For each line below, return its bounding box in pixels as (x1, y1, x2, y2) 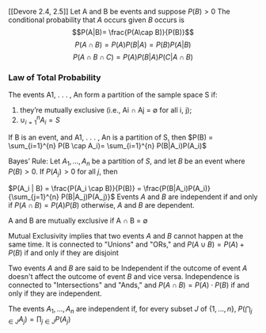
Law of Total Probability (8, 71, 101, 82)
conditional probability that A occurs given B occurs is (8, 15, 184, 25)
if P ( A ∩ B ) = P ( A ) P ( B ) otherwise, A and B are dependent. (8, 201, 196, 210)
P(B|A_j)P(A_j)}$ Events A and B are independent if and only (60, 192, 258, 201)
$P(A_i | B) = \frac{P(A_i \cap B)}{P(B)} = (8, 184, 142, 193)
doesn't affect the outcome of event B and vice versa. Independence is (8, 272, 240, 281)
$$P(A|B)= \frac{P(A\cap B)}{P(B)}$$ (72, 28, 194, 36)
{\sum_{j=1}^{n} (8, 192, 59, 201)
